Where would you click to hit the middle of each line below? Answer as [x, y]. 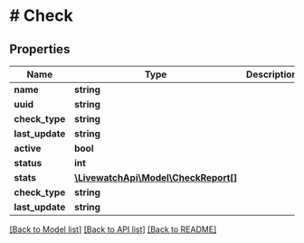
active [28, 148]
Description [272, 75]
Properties [40, 49]
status [28, 163]
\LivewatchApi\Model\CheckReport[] [156, 178]
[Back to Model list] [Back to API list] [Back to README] [113, 229]
